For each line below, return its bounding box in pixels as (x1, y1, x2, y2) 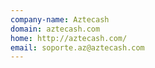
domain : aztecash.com (10, 24, 101, 34)
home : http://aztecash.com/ (10, 33, 128, 43)
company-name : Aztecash (10, 14, 110, 25)
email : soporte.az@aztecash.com (10, 42, 145, 53)
